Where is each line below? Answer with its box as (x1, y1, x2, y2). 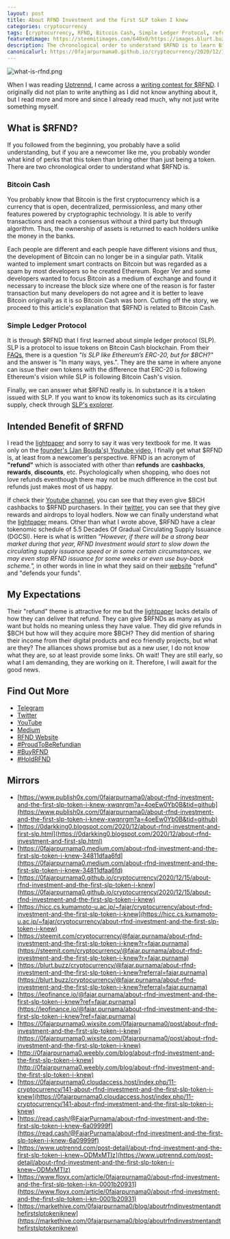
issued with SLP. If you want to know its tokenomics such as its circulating (7, 393, 216, 402)
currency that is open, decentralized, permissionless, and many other (7, 202, 203, 210)
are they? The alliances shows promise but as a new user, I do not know (7, 643, 210, 651)
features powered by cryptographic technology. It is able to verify (7, 210, 192, 218)
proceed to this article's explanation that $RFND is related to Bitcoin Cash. (7, 303, 216, 311)
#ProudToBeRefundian (16, 740, 81, 748)
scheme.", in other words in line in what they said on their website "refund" (7, 561, 218, 570)
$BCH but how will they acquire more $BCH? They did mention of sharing (7, 629, 215, 637)
